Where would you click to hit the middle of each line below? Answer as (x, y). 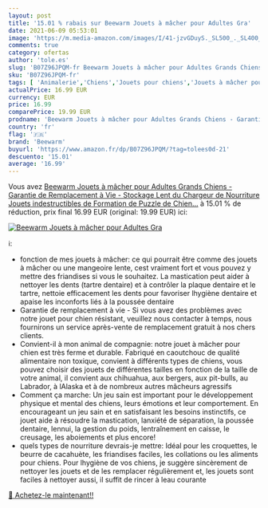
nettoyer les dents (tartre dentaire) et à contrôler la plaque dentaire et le (138, 285)
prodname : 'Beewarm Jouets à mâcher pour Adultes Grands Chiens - (121, 120)
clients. (32, 336)
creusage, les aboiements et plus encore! (88, 437)
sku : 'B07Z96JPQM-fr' (44, 75)
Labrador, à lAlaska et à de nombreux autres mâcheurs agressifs (126, 387)
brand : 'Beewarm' (37, 142)
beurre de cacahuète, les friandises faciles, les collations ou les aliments (139, 455)
